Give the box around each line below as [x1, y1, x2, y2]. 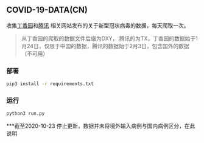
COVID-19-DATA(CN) [6, 5, 88, 15]
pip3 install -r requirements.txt [6, 81, 94, 87]
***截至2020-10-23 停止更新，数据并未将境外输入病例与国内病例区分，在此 [6, 122, 195, 130]
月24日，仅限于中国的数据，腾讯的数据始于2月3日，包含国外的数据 [21, 42, 190, 49]
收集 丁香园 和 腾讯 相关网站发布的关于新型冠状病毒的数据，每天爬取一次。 [6, 21, 189, 29]
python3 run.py [6, 111, 45, 117]
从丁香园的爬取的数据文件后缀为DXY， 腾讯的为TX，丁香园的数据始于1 [21, 35, 198, 42]
